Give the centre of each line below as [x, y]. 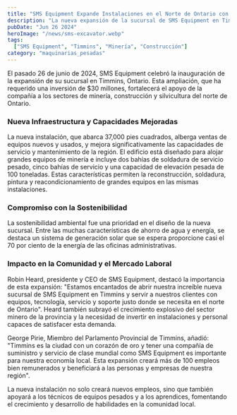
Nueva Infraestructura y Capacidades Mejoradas [93, 121]
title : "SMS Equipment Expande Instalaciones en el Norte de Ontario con [118, 14]
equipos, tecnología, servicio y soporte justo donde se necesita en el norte [116, 301]
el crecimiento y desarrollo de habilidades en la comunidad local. [102, 404]
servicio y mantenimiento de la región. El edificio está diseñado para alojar [115, 152]
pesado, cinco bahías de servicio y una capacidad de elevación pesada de [116, 167]
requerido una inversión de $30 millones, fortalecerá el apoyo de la [105, 88]
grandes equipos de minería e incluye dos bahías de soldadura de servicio [115, 160]
